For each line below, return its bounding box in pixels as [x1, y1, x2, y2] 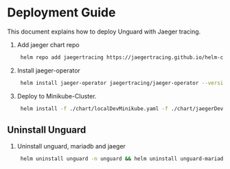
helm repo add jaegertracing [20, 53, 104, 61]
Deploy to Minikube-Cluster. [16, 92, 97, 100]
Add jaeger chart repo [16, 40, 80, 49]
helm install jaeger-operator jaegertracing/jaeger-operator [20, 79, 199, 86]
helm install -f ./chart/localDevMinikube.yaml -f [20, 105, 168, 112]
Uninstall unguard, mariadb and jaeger [16, 142, 126, 151]
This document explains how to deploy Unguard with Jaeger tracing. [7, 27, 201, 36]
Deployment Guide [7, 5, 116, 21]
